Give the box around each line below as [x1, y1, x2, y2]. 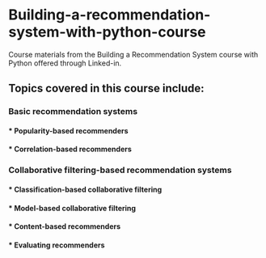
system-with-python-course [8, 23, 206, 41]
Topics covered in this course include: [8, 82, 205, 95]
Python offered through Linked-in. [8, 58, 122, 68]
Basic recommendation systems [8, 106, 138, 117]
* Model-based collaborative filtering [8, 203, 136, 213]
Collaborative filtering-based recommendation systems [8, 164, 232, 176]
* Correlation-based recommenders [8, 144, 132, 154]
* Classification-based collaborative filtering [8, 184, 163, 194]
